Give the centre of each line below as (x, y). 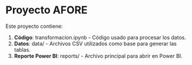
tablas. (22, 49)
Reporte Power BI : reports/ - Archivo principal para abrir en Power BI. (98, 56)
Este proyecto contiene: (34, 26)
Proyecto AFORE (47, 10)
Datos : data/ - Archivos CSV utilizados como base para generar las (95, 44)
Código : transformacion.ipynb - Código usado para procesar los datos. (100, 37)
